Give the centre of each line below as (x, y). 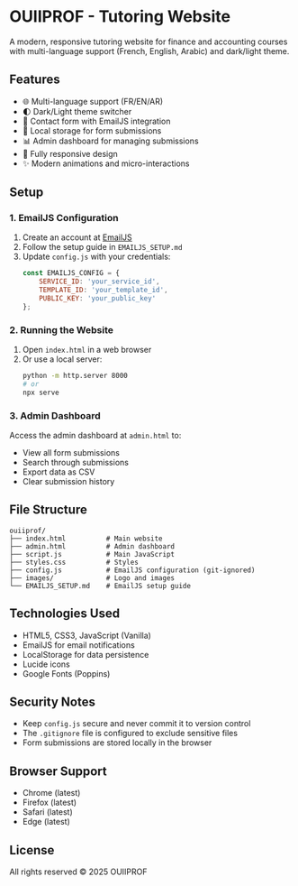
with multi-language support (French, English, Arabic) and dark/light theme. (149, 51)
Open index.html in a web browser (87, 350)
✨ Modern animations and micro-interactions (106, 163)
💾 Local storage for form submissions (92, 130)
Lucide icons (46, 664)
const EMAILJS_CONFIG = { (71, 273)
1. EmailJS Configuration (64, 218)
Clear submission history (68, 482)
